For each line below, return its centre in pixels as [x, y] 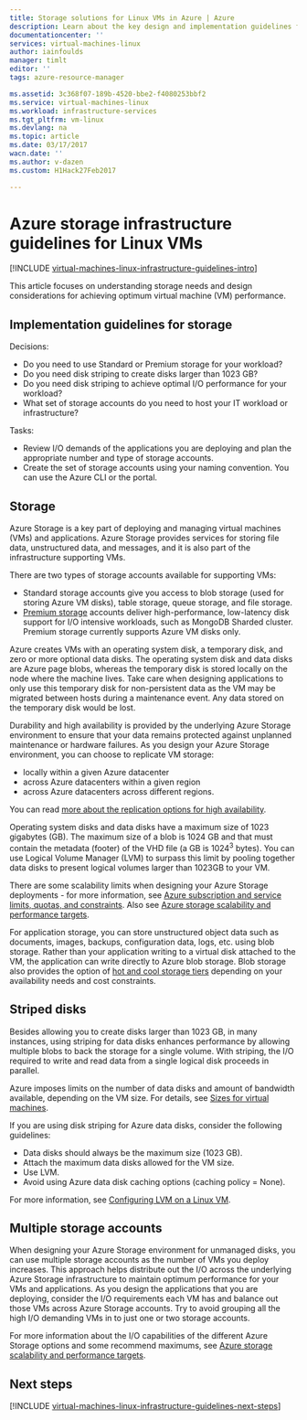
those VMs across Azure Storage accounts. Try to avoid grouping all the [145, 1308]
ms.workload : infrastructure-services [83, 111]
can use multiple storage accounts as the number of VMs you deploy [139, 1260]
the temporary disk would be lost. [73, 708]
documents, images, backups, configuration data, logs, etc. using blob [142, 942]
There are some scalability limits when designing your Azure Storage [139, 885]
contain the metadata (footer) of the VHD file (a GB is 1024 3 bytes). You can [152, 847]
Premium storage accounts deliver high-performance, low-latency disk [156, 613]
